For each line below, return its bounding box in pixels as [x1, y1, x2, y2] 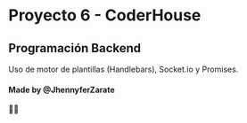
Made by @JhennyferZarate [8, 84, 115, 95]
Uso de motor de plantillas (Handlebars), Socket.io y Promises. [8, 64, 239, 74]
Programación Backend [8, 41, 142, 56]
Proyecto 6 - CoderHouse [8, 5, 202, 26]
